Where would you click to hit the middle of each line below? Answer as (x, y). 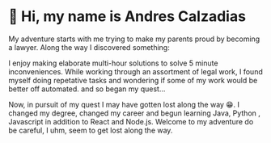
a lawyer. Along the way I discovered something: (89, 47)
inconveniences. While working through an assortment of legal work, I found (135, 71)
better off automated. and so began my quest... (87, 89)
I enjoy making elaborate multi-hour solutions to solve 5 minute (113, 63)
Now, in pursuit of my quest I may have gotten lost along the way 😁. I (124, 104)
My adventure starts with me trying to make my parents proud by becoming (134, 39)
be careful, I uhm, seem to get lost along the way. (91, 130)
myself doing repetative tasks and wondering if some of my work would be (133, 80)
